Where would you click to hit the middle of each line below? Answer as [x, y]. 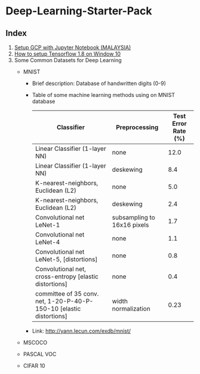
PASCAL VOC [40, 354]
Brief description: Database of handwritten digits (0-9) [99, 83]
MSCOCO [35, 343]
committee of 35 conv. [67, 294]
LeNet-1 [47, 225]
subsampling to [134, 218]
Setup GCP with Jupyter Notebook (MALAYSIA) [73, 47]
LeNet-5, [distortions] [66, 259]
